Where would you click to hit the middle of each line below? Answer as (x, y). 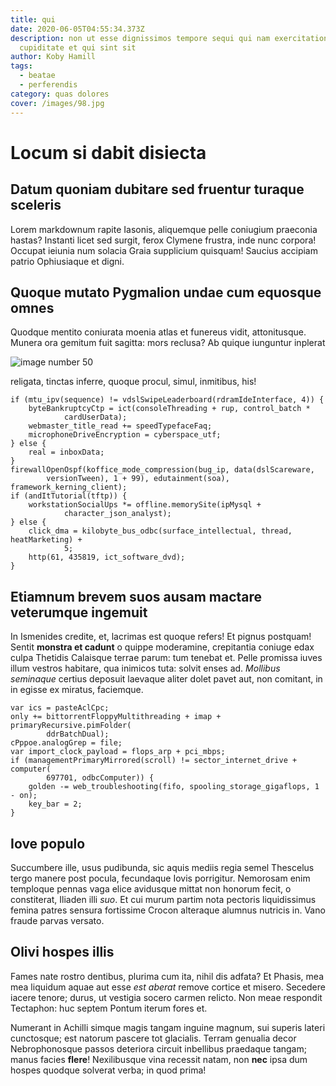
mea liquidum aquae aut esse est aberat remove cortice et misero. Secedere (168, 987)
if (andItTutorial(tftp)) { (69, 496)
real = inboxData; (66, 452)
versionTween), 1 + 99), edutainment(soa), (138, 479)
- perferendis (48, 85)
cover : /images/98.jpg (57, 103)
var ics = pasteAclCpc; (60, 708)
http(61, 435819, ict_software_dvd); (107, 557)
